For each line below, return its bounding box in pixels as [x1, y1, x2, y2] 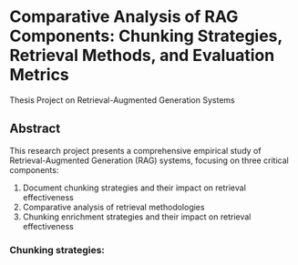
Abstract [9, 121, 61, 137]
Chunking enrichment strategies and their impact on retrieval [22, 211, 252, 222]
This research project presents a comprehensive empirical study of [9, 145, 262, 156]
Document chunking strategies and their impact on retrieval [22, 182, 246, 193]
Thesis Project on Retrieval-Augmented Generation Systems [9, 94, 235, 106]
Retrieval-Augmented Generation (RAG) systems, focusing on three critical [9, 155, 289, 166]
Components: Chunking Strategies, [9, 25, 283, 46]
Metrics [9, 65, 70, 86]
